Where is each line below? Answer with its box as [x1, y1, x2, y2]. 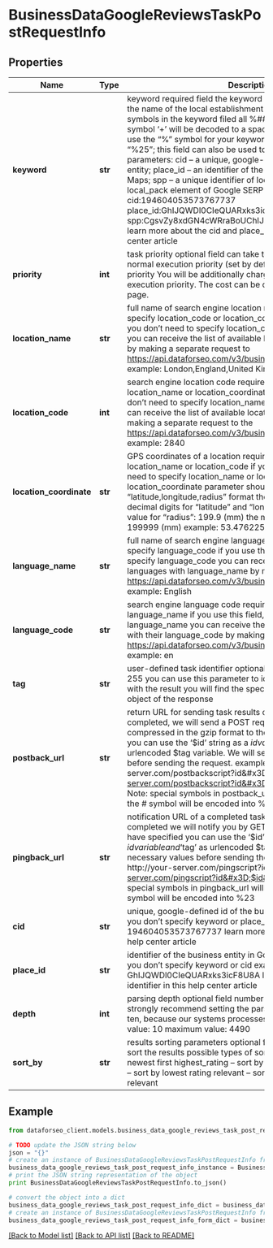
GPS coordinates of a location [127, 451, 241, 461]
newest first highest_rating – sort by [127, 1057, 264, 1068]
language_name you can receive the [127, 619, 266, 630]
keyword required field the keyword [127, 93, 262, 104]
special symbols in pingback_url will [127, 882, 264, 893]
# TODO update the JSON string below [8, 1141, 136, 1149]
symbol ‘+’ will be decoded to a [127, 123, 246, 135]
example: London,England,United [127, 363, 253, 375]
